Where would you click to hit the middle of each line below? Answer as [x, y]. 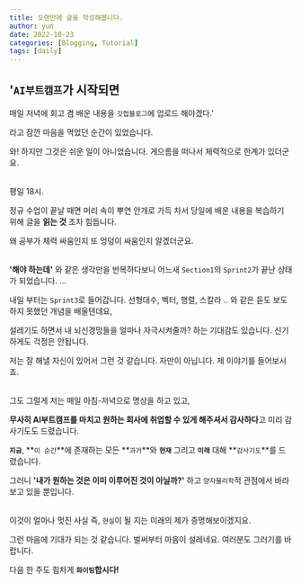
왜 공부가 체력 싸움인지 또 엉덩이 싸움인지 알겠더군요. [102, 240]
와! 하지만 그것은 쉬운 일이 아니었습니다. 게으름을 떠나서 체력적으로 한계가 [137, 151]
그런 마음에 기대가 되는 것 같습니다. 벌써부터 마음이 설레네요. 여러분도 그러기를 [146, 539]
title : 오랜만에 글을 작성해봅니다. [66, 18]
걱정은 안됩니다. [61, 341]
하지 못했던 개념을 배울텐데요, [61, 310]
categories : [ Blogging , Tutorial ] [74, 43]
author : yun [31, 26]
